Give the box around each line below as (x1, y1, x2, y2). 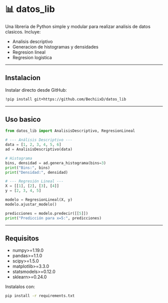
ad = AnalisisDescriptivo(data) (5, 147, 72, 152)
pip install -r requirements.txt (5, 293, 75, 298)
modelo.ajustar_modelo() (5, 202, 57, 207)
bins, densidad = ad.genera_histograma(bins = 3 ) (5, 160, 106, 165)
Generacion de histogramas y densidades (12, 44, 98, 50)
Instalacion (5, 74, 41, 82)
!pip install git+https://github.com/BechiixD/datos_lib (5, 97, 126, 102)
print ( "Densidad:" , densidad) (5, 170, 68, 175)
